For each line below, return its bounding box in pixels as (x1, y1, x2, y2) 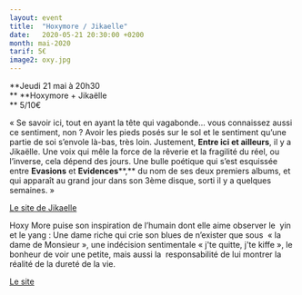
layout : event (9, 13, 64, 23)
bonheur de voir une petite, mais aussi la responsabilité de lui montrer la (9, 249, 282, 260)
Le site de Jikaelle (9, 202, 77, 213)
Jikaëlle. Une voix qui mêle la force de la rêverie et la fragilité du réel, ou (9, 146, 280, 157)
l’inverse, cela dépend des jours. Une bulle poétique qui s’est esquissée (9, 156, 278, 166)
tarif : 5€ (9, 47, 47, 56)
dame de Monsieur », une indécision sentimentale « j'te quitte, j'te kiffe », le (9, 240, 293, 250)
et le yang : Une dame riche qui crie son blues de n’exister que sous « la (9, 230, 282, 241)
